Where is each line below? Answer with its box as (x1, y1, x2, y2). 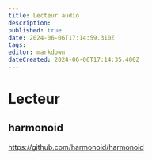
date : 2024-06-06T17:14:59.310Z (8, 33, 115, 42)
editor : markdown (8, 48, 66, 56)
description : (8, 19, 51, 27)
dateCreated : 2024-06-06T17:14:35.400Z (8, 56, 140, 64)
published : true (8, 26, 62, 34)
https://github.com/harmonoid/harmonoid (8, 142, 144, 151)
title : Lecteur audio (8, 11, 80, 20)
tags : (8, 41, 26, 49)
